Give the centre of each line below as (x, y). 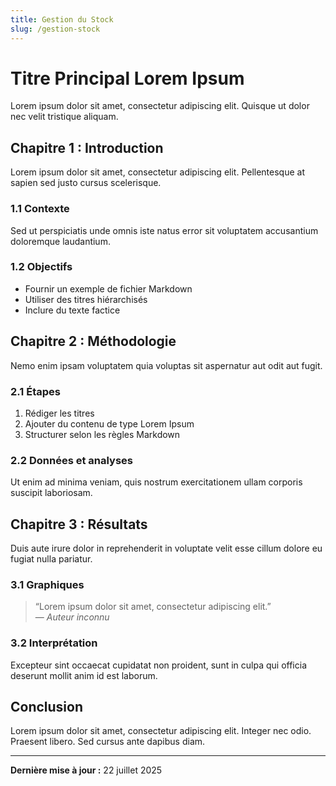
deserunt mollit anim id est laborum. (84, 675)
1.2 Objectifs (41, 267)
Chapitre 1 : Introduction (87, 147)
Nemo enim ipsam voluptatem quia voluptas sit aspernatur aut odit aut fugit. (166, 365)
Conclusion (47, 707)
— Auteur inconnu (72, 617)
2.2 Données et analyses (72, 460)
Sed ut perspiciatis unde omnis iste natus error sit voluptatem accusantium (164, 230)
